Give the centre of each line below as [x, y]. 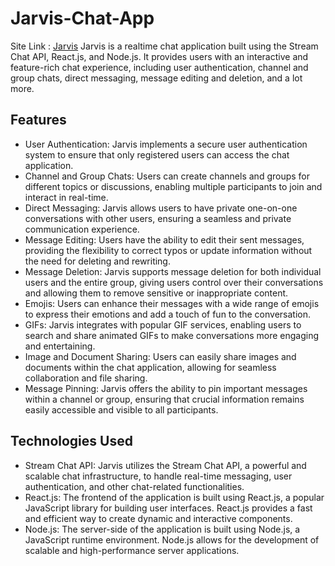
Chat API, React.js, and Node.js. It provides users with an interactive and [159, 56]
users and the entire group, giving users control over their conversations [174, 282]
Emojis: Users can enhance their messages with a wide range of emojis [172, 303]
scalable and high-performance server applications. [132, 550]
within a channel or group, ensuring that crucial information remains [164, 399]
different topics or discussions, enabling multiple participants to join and [173, 186]
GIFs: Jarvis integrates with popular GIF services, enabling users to [163, 324]
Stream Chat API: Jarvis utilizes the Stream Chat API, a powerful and [165, 465]
